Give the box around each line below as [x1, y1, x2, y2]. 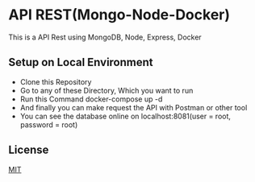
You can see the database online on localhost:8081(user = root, [19, 111, 232, 121]
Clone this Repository [19, 77, 92, 86]
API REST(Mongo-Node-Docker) [8, 6, 231, 24]
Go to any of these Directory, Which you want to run [19, 85, 194, 95]
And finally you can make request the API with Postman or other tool [19, 102, 248, 112]
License [8, 143, 49, 157]
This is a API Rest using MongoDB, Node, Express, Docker [8, 32, 202, 42]
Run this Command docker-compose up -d [19, 94, 163, 104]
